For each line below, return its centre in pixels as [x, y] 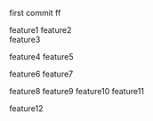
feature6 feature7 [41, 74]
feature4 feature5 [41, 56]
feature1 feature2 [40, 30]
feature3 [25, 40]
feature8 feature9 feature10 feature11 [77, 91]
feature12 [26, 109]
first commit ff [35, 13]
